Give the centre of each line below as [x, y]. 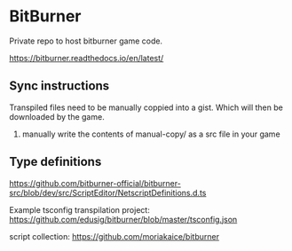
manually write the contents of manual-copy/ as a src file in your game [151, 134]
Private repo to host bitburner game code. [86, 41]
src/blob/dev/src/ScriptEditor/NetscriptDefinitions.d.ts [108, 192]
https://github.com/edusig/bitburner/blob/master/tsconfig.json [123, 219]
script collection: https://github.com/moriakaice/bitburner [114, 236]
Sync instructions [59, 86]
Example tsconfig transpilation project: [80, 209]
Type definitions [55, 162]
